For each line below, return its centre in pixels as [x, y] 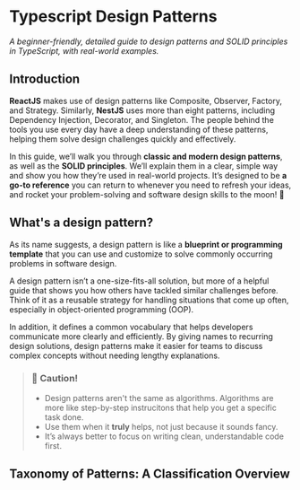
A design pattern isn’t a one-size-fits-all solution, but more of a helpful [139, 281]
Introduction [45, 79]
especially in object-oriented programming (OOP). [102, 309]
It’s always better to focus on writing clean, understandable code [164, 436]
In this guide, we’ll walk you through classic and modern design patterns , [146, 156]
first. [53, 445]
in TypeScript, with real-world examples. [84, 50]
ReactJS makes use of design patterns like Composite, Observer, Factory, [146, 101]
